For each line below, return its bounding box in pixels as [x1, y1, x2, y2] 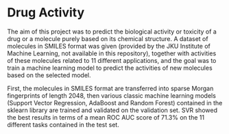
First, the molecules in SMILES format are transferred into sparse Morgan [7, 84, 214, 92]
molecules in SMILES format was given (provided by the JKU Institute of [7, 42, 211, 50]
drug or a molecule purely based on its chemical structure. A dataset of [7, 34, 208, 42]
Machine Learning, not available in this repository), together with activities [7, 49, 217, 57]
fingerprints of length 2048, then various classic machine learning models [7, 91, 216, 100]
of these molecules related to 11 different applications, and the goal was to [7, 56, 217, 64]
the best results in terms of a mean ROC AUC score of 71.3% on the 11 [7, 113, 204, 121]
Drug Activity [7, 5, 85, 21]
